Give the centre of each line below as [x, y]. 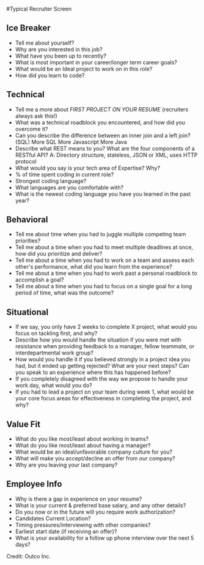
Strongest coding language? [51, 181]
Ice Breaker [28, 28]
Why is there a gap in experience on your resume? [78, 499]
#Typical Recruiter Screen [39, 9]
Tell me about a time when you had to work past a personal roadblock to [106, 273]
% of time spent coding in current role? [64, 174]
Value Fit [24, 424]
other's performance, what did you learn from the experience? [94, 267]
